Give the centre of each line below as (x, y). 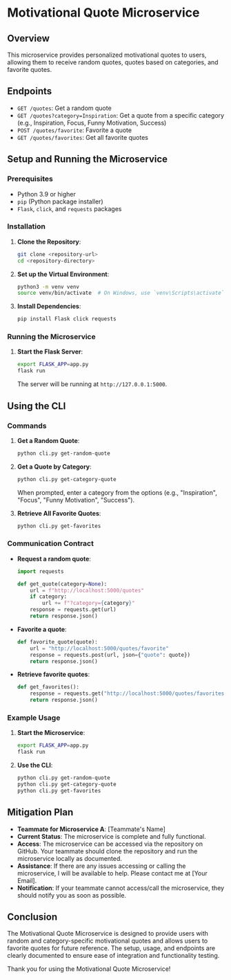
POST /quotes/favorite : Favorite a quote (74, 130)
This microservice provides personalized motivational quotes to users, (107, 55)
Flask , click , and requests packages (69, 208)
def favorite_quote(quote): (57, 642)
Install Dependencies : (49, 307)
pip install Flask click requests (67, 319)
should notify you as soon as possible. (71, 895)
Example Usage (34, 718)
